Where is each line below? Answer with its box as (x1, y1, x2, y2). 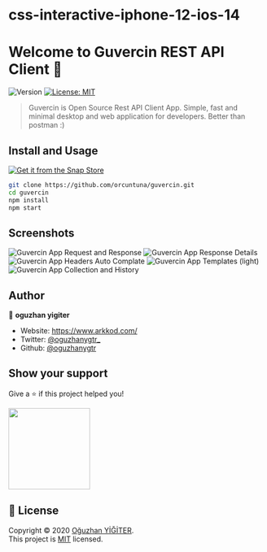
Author (8, 289, 45, 302)
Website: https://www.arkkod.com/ (20, 326, 138, 336)
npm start (8, 203, 42, 212)
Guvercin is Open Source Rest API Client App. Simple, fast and (28, 103, 239, 113)
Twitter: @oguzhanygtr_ (20, 335, 101, 345)
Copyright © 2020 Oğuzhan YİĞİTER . (8, 525, 134, 535)
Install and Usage (8, 144, 98, 158)
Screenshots (8, 226, 75, 240)
